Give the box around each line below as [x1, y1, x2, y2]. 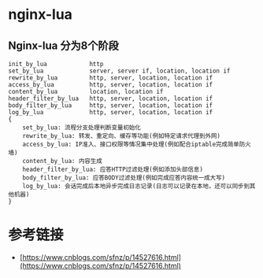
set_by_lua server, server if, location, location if [8, 67, 231, 75]
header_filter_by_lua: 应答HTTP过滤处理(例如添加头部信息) [22, 165, 203, 173]
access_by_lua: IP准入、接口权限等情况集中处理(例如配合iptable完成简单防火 [22, 140, 251, 148]
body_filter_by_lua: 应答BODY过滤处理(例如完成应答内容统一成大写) [22, 174, 226, 182]
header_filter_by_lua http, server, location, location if [8, 95, 213, 102]
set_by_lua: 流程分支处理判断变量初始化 [22, 124, 142, 132]
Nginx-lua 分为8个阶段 [8, 39, 120, 52]
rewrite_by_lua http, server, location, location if [8, 74, 213, 82]
